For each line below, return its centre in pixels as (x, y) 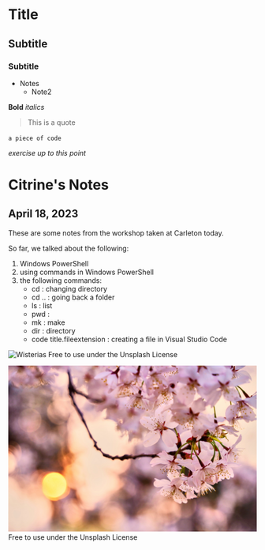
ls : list (42, 305)
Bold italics (26, 107)
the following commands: (61, 280)
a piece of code (35, 138)
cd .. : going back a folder (73, 297)
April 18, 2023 (43, 214)
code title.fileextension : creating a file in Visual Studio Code (129, 339)
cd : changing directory (69, 288)
